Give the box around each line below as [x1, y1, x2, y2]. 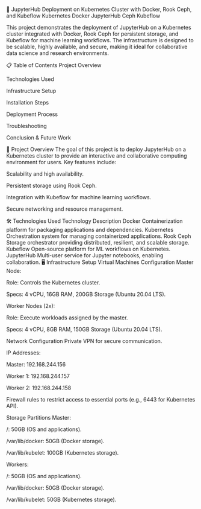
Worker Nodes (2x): [6, 303, 55, 309]
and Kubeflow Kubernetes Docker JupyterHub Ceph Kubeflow [6, 12, 161, 19]
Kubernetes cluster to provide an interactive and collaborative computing [6, 152, 188, 159]
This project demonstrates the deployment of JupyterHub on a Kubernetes [6, 24, 191, 31]
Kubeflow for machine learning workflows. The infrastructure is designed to [6, 37, 194, 43]
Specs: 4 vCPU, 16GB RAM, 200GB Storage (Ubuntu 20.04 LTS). [6, 290, 166, 298]
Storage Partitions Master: [6, 414, 71, 421]
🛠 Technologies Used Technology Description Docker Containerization [6, 217, 183, 225]
